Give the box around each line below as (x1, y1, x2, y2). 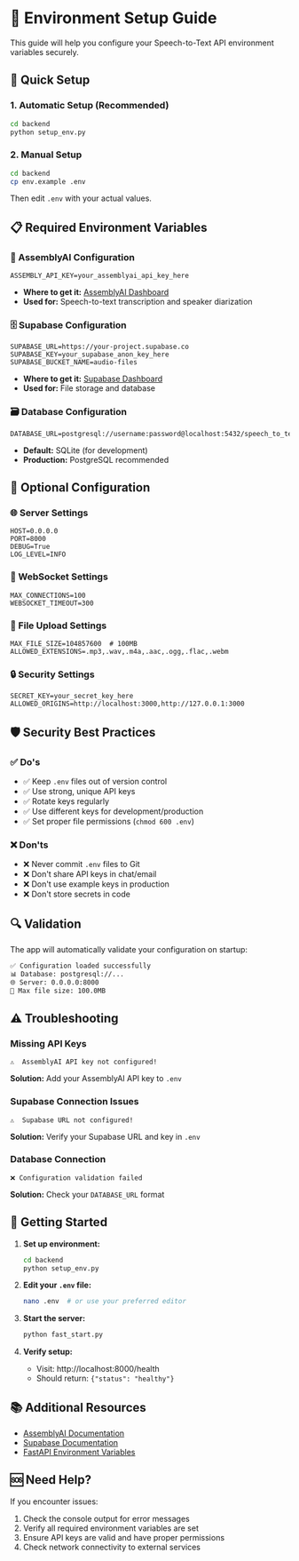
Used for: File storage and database (22, 383, 156, 394)
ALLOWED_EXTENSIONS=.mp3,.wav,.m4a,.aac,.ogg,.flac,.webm (10, 647, 229, 656)
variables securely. (10, 46, 79, 57)
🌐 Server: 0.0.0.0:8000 (10, 977, 99, 987)
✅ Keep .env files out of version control (22, 776, 168, 786)
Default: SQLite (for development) (22, 444, 149, 456)
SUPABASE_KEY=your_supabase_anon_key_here (10, 350, 169, 359)
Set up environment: (22, 1238, 100, 1249)
